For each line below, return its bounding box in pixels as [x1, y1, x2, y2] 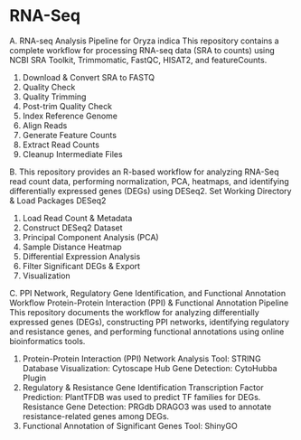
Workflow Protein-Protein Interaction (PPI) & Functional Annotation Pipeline [9, 297, 289, 308]
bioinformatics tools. [9, 335, 86, 346]
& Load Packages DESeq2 [9, 195, 107, 206]
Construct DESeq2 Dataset [22, 222, 124, 233]
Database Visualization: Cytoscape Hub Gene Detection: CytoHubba [22, 362, 277, 373]
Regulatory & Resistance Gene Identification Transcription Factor [22, 381, 264, 393]
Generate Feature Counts [22, 129, 118, 140]
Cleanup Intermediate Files [22, 148, 124, 159]
